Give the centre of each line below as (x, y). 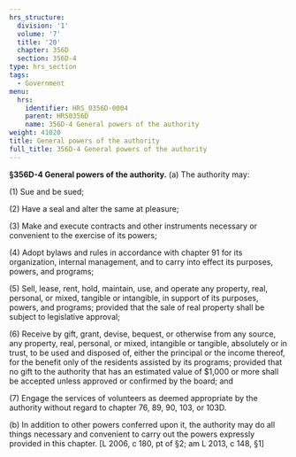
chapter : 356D (43, 50)
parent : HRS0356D (57, 116)
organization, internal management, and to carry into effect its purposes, (141, 261)
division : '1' (43, 26)
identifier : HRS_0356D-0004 (76, 108)
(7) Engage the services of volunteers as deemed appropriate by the (133, 398)
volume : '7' (39, 34)
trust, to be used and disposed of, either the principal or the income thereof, (147, 352)
